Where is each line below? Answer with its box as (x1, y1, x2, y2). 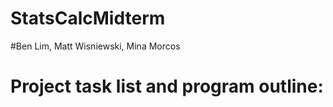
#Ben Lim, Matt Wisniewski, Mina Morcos (10, 40, 181, 52)
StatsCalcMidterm (10, 7, 166, 30)
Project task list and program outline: (10, 75, 324, 98)
